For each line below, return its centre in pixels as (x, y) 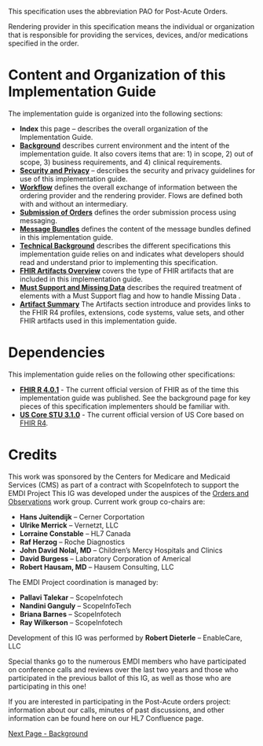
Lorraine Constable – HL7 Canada (75, 533)
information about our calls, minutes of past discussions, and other (116, 710)
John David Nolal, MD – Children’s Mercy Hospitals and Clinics (121, 550)
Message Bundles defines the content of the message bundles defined (135, 229)
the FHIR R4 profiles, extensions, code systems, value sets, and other (132, 312)
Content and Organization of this (117, 75)
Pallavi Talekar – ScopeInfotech (71, 597)
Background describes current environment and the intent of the (124, 145)
